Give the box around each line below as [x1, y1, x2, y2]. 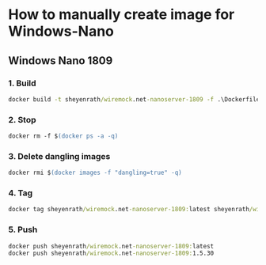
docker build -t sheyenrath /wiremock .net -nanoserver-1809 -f [8, 95, 215, 104]
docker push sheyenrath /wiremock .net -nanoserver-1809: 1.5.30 [8, 249, 215, 258]
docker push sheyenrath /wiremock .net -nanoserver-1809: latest [8, 242, 215, 250]
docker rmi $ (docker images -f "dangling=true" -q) [8, 168, 182, 177]
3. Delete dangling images [8, 150, 111, 161]
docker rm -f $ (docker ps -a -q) [8, 132, 119, 140]
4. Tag [8, 187, 33, 199]
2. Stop [8, 114, 37, 125]
